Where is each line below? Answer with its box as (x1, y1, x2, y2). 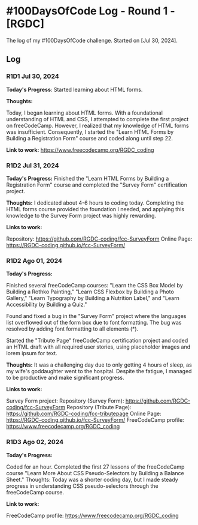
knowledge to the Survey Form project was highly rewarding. (6, 212, 157, 219)
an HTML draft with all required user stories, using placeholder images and (6, 343, 191, 350)
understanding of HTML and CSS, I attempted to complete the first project (6, 115, 189, 122)
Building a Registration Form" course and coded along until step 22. (6, 134, 173, 142)
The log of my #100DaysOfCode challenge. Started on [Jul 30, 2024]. (6, 37, 178, 44)
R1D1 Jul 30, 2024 (6, 72, 59, 80)
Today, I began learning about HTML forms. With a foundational (6, 109, 163, 116)
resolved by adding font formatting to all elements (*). (6, 325, 139, 332)
